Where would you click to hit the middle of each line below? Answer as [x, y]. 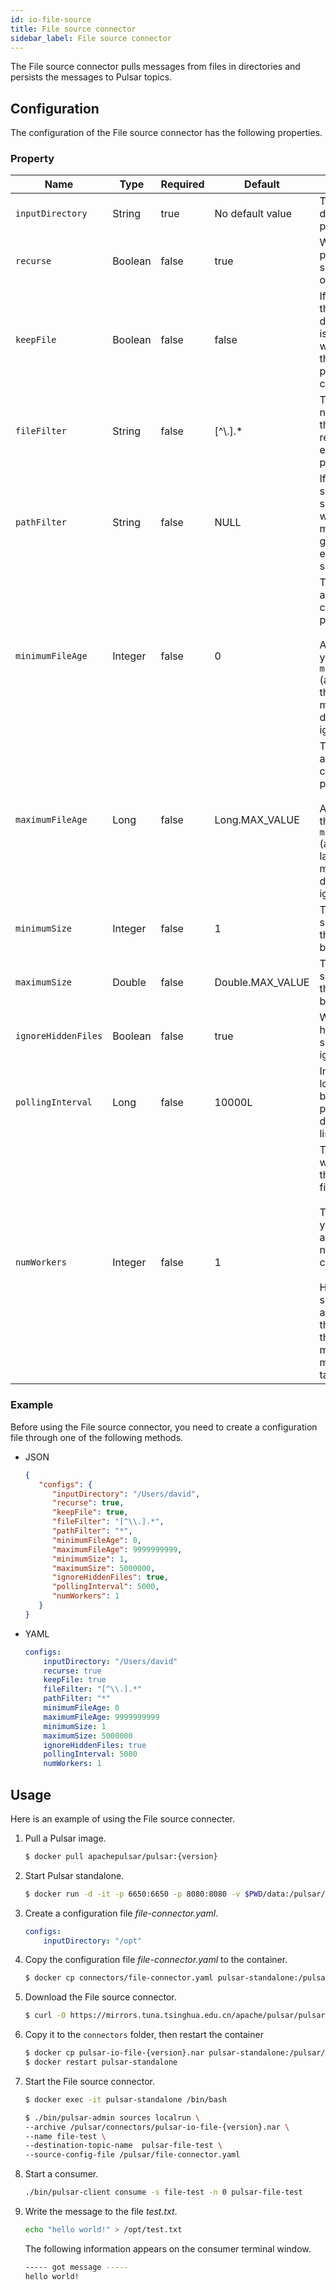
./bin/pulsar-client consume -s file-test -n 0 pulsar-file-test [163, 2192]
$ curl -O [45, 2016]
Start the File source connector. [89, 2081]
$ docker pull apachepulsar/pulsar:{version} [121, 1856]
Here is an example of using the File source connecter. [122, 1818]
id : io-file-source [51, 19]
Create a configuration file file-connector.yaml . [121, 1913]
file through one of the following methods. [97, 1437]
